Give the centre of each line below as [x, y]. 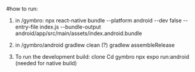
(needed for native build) [46, 63]
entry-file [27, 27]
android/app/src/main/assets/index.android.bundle [78, 33]
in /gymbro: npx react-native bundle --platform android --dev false [98, 20]
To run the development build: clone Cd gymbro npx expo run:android [102, 57]
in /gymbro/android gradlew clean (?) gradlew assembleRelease [95, 45]
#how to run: [22, 9]
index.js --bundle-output [70, 27]
